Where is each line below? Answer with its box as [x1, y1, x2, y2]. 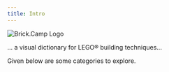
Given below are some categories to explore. [7, 57, 136, 65]
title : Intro [7, 10, 45, 17]
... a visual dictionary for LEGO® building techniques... [7, 43, 163, 51]
